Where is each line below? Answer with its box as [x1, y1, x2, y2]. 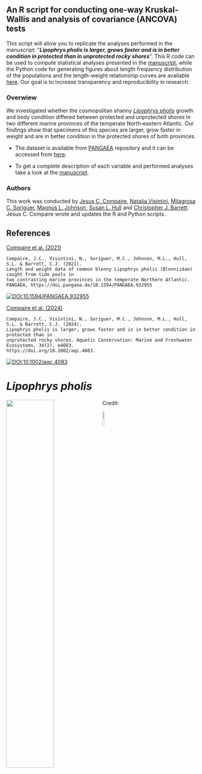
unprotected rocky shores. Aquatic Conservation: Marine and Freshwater [6, 337, 193, 344]
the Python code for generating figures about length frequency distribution [6, 65, 192, 72]
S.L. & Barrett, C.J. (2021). [6, 261, 83, 267]
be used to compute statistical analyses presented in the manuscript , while [6, 59, 192, 66]
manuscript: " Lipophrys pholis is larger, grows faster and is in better [6, 46, 180, 53]
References [6, 228, 51, 238]
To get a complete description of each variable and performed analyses [14, 162, 194, 170]
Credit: [102, 400, 119, 407]
